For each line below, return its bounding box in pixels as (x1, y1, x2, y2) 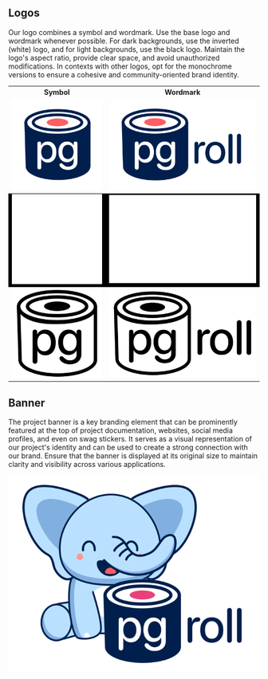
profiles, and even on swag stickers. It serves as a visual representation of (8, 434, 253, 444)
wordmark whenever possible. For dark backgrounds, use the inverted (8, 36, 239, 45)
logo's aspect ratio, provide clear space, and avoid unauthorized (8, 53, 220, 62)
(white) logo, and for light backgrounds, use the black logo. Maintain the (8, 44, 246, 54)
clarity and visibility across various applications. (8, 460, 166, 469)
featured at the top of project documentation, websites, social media (8, 426, 234, 435)
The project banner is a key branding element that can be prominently (8, 418, 238, 427)
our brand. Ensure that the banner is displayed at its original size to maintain (8, 451, 258, 461)
